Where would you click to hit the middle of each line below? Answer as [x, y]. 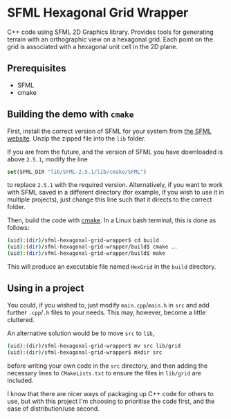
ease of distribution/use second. [54, 408]
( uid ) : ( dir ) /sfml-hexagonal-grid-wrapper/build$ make [86, 253]
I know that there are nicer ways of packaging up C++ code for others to [111, 393]
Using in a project [46, 288]
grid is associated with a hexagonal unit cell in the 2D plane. [93, 46]
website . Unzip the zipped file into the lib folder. [77, 138]
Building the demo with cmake [71, 115]
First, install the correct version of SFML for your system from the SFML [110, 131]
